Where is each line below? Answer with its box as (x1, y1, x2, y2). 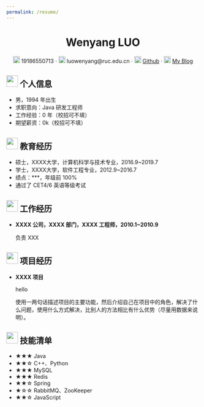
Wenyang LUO (66, 35, 140, 49)
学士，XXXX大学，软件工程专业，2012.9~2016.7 (15, 166, 137, 173)
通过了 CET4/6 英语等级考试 (15, 181, 86, 189)
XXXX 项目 (15, 273, 44, 281)
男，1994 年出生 (15, 96, 56, 104)
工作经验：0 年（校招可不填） (15, 112, 91, 119)
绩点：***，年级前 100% (15, 174, 77, 181)
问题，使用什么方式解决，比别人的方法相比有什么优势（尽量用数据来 (20, 306, 193, 313)
